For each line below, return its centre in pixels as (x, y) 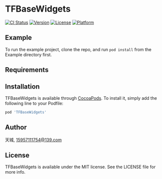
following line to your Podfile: (34, 103)
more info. (15, 172)
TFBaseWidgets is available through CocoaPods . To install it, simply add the (81, 98)
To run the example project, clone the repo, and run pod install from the (78, 49)
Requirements (27, 70)
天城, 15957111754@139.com (33, 140)
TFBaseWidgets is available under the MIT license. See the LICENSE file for (80, 167)
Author (16, 127)
